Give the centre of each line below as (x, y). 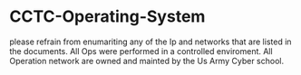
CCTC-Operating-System (107, 17)
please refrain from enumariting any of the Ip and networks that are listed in (150, 42)
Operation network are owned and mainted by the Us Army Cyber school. (146, 61)
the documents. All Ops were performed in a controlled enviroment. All (141, 51)
